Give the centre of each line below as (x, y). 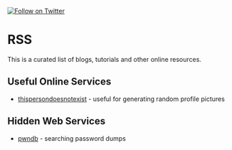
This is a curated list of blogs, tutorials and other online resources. (104, 59)
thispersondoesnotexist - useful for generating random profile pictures (121, 99)
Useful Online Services (59, 82)
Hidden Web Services (56, 121)
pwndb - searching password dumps (72, 138)
